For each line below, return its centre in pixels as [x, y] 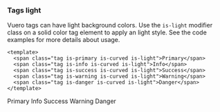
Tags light [24, 10]
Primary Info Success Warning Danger [62, 101]
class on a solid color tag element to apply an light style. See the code [107, 32]
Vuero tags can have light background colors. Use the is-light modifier [110, 25]
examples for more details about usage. [64, 40]
